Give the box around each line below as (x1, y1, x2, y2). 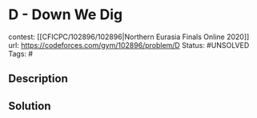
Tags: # (8, 49, 34, 58)
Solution (8, 99, 51, 112)
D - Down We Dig (8, 6, 122, 24)
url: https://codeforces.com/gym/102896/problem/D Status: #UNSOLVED (8, 40, 250, 49)
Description (8, 72, 68, 85)
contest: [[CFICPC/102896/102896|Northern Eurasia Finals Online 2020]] (8, 32, 250, 41)
